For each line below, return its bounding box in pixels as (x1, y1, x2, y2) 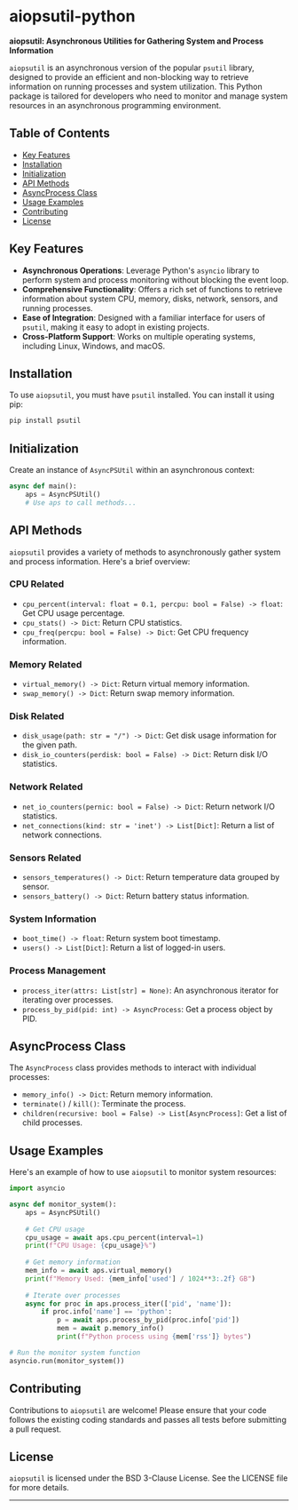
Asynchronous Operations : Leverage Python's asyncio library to (21, 265, 260, 276)
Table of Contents (9, 126, 111, 141)
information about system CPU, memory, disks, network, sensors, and (21, 293, 278, 304)
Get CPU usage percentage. (21, 607, 126, 619)
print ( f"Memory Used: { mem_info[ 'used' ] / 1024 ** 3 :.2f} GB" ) (25, 1274, 255, 1283)
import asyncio (9, 1184, 66, 1193)
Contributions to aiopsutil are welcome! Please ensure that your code (9, 1404, 267, 1415)
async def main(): (9, 482, 77, 491)
